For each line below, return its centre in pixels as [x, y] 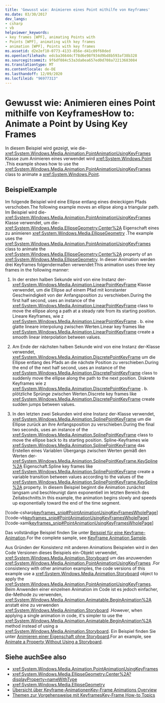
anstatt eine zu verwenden [32, 605]
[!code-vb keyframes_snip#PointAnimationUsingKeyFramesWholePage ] [77, 518]
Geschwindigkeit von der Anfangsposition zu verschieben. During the [82, 295]
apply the [15, 579]
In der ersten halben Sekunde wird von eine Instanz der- [69, 279]
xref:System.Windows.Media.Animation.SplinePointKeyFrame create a [83, 471]
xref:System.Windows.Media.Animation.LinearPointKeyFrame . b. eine [83, 321]
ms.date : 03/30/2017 [26, 14]
